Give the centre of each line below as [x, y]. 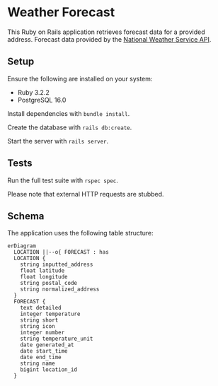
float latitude [42, 271]
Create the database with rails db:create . [70, 127]
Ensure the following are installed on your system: [80, 78]
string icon [38, 327]
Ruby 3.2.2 [33, 92]
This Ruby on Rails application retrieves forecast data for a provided [106, 32]
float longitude [44, 277]
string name [38, 364]
